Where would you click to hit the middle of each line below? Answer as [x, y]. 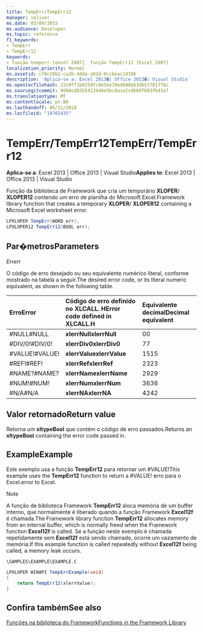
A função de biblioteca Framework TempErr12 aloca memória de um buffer [100, 505]
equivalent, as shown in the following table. [60, 286]
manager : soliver [28, 18]
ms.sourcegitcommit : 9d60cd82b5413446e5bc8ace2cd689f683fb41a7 [88, 91]
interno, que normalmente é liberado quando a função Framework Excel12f [100, 512]
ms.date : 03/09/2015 [32, 23]
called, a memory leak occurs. [44, 550]
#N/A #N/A [24, 393]
